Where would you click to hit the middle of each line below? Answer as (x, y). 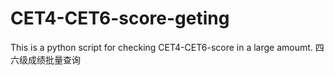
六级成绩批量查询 (45, 59)
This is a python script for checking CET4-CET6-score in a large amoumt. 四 (167, 47)
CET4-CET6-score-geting (120, 18)
